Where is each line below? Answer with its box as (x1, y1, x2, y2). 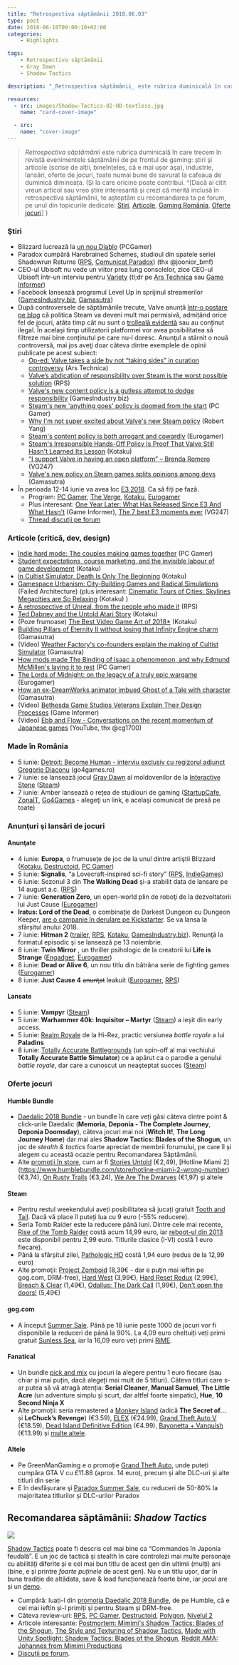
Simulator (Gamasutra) (17, 648, 85, 656)
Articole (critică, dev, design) (7, 533, 110, 543)
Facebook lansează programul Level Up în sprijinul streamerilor (17, 288, 203, 297)
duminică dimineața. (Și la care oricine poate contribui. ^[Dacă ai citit (24, 178, 226, 186)
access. (17, 1023, 41, 1032)
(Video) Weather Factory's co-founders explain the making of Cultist (17, 640, 219, 649)
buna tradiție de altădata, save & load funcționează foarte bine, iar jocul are (7, 1574, 228, 1583)
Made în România (7, 741, 69, 751)
